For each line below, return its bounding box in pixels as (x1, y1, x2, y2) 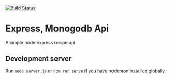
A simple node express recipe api (5, 39, 75, 45)
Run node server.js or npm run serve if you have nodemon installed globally (5, 68, 165, 74)
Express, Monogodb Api (5, 23, 109, 34)
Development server (5, 54, 72, 63)
